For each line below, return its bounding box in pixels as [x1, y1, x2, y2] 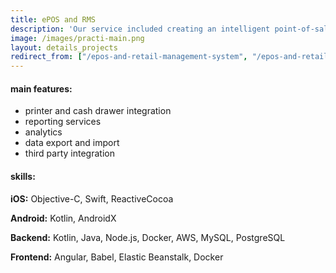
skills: [10, 170, 36, 182]
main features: [10, 82, 73, 95]
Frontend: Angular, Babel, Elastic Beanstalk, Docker [10, 251, 224, 263]
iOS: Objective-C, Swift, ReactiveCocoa [10, 192, 174, 205]
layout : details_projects [10, 42, 118, 53]
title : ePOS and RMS [10, 14, 97, 25]
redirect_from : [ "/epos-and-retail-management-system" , [10, 52, 248, 62]
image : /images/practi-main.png [10, 33, 145, 43]
